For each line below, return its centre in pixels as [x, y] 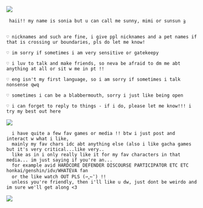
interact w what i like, [38, 139]
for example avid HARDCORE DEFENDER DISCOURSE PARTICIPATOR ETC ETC [100, 165]
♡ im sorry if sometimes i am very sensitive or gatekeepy [83, 53]
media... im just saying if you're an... [60, 160]
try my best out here [34, 111]
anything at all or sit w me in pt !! [55, 69]
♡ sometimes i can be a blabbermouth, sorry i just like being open [95, 95]
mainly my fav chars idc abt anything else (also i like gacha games [101, 144]
